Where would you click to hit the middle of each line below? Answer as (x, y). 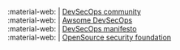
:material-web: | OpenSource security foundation (90, 37)
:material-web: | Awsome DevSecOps (70, 20)
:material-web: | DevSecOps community (74, 12)
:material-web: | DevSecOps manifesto (72, 29)
